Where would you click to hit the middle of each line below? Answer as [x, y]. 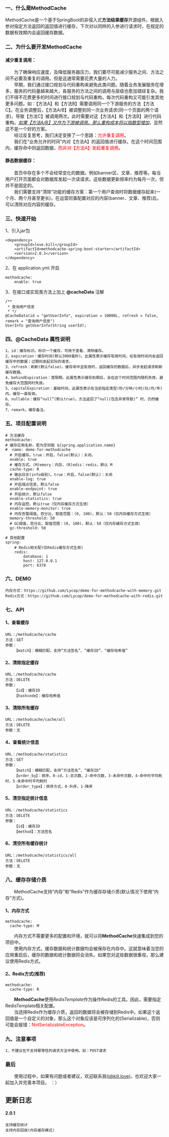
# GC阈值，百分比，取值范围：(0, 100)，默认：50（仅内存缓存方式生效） [76, 524]
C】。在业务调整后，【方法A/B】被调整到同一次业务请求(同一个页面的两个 [80, 110]
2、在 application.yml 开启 [32, 268]
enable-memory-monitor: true [40, 508]
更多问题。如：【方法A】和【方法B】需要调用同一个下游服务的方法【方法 [80, 104]
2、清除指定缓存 [22, 662]
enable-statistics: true [36, 498]
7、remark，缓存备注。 [26, 410]
